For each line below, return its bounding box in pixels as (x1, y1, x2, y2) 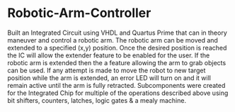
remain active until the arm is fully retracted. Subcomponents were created (7, 81, 226, 89)
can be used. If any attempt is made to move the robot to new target (7, 66, 206, 74)
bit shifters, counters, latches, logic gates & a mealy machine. (7, 96, 186, 104)
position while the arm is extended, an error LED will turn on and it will (7, 73, 211, 82)
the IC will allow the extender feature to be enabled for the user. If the (7, 51, 210, 60)
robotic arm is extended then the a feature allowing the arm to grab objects (7, 58, 227, 67)
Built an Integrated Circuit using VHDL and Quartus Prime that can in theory (7, 28, 228, 37)
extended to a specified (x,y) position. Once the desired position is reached (7, 43, 227, 52)
